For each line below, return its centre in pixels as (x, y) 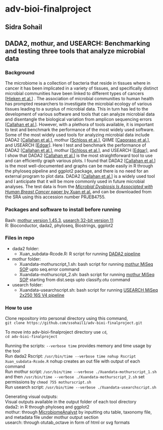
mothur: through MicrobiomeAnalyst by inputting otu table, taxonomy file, (78, 412)
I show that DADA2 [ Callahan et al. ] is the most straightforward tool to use (79, 156)
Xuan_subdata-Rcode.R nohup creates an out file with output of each (72, 361)
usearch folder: (27, 285)
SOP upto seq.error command (49, 269)
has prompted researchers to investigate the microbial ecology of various (79, 104)
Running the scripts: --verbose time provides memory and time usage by (78, 346)
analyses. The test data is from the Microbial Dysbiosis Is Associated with (79, 187)
